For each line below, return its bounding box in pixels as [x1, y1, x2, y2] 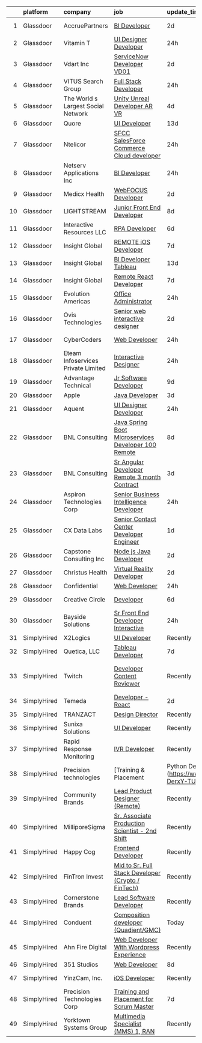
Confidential [63, 582, 98, 590]
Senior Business [114, 490, 160, 498]
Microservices [114, 433, 155, 441]
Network [63, 109, 88, 118]
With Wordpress [114, 943, 159, 951]
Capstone [63, 547, 91, 555]
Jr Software [114, 374, 147, 382]
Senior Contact [114, 515, 156, 523]
